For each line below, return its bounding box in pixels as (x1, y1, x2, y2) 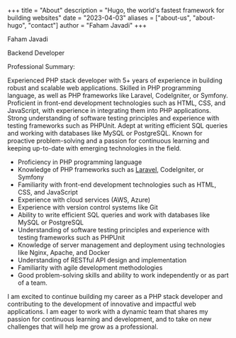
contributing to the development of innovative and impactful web (7, 300, 196, 308)
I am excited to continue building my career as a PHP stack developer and (7, 293, 223, 300)
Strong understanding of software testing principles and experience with (7, 114, 220, 122)
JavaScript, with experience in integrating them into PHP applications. (7, 107, 211, 114)
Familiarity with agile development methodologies (17, 263, 163, 272)
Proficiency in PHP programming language (17, 158, 142, 166)
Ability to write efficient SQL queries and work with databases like (17, 211, 210, 219)
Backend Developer (7, 49, 65, 57)
